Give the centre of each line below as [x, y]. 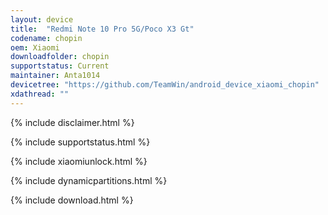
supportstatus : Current [60, 66]
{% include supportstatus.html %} [80, 142]
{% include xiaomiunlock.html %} [79, 161]
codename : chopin [46, 38]
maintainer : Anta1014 [55, 76]
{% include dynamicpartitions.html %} [89, 180]
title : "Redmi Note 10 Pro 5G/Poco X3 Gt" [102, 29]
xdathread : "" [40, 94]
